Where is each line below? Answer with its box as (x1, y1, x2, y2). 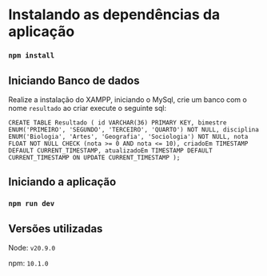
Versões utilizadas (8, 222, 103, 235)
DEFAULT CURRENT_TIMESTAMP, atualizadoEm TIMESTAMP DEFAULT (8, 146, 213, 155)
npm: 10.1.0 (8, 258, 50, 268)
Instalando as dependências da (8, 6, 221, 24)
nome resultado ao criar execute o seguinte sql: (8, 103, 166, 112)
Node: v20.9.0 (8, 243, 56, 253)
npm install (8, 51, 55, 61)
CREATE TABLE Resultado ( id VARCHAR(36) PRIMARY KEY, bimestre (8, 118, 227, 127)
